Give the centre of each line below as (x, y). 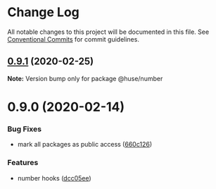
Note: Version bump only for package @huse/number (85, 78)
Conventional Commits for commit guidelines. (73, 39)
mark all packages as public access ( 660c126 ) (85, 145)
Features (23, 163)
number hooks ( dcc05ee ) (54, 178)
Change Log (43, 12)
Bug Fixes (25, 129)
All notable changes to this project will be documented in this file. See (108, 32)
